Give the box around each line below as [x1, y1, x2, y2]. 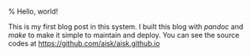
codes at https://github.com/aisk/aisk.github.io [8, 39, 160, 48]
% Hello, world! [8, 7, 58, 16]
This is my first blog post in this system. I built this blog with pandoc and [8, 22, 244, 31]
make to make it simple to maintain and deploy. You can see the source [8, 31, 240, 39]
